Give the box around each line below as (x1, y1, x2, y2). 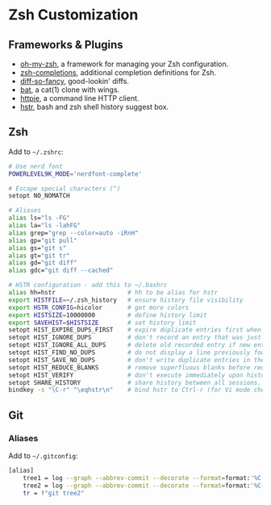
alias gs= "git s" (8, 244, 67, 252)
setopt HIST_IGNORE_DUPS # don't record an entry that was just (8, 333, 262, 342)
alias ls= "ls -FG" (8, 214, 70, 223)
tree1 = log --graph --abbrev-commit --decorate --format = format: (23, 474, 251, 482)
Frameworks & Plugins (8, 38, 123, 52)
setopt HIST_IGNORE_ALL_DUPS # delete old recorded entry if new (8, 341, 251, 349)
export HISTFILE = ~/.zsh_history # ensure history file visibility (8, 296, 244, 304)
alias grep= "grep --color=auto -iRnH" (8, 228, 139, 237)
